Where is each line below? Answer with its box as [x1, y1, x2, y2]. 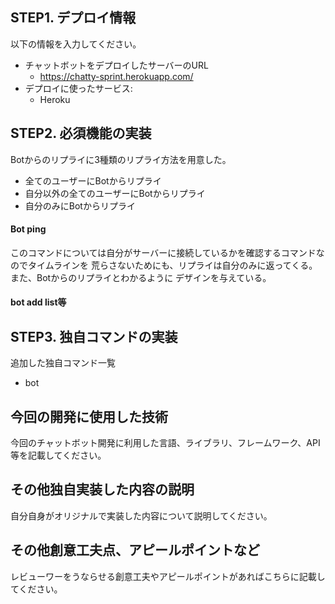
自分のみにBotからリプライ [24, 199, 136, 212]
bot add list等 [10, 296, 67, 308]
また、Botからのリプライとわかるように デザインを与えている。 [10, 271, 272, 283]
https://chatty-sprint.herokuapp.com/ [39, 70, 194, 82]
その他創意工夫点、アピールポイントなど [10, 542, 260, 559]
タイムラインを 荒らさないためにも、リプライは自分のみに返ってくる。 [27, 259, 318, 271]
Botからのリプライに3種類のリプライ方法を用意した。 [10, 153, 232, 165]
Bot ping [10, 223, 47, 235]
